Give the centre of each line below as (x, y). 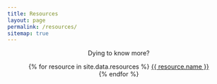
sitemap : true (28, 33)
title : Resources (33, 14)
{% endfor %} (119, 74)
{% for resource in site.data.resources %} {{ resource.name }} (119, 66)
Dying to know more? (119, 53)
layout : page (27, 20)
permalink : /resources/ (42, 27)
